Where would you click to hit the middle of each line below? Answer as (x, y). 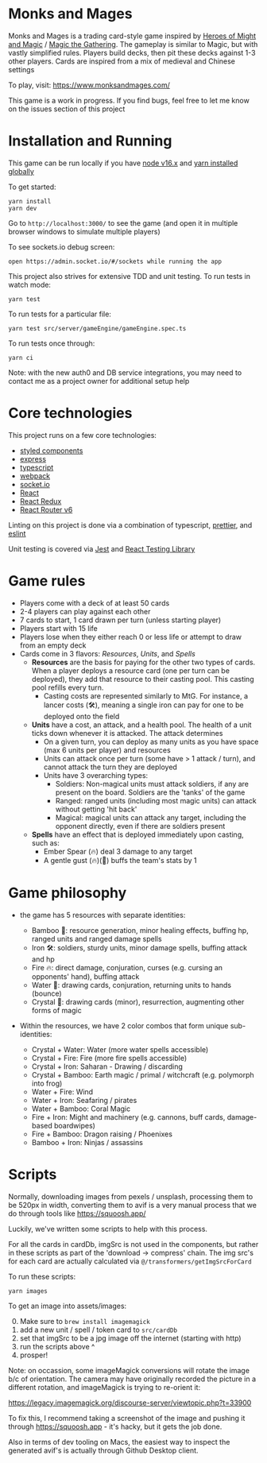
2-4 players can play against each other (85, 611)
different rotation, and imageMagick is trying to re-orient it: (104, 1387)
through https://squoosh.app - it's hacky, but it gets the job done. (115, 1426)
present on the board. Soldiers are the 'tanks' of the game (150, 792)
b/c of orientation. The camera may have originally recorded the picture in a (132, 1379)
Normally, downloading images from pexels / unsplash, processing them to (131, 1196)
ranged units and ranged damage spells (97, 939)
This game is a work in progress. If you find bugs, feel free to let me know (129, 100)
